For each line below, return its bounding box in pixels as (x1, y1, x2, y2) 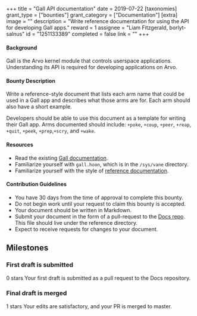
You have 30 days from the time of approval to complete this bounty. (14, 194, 183, 201)
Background (6, 44, 37, 51)
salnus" (6, 30, 25, 38)
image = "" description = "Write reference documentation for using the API (6, 18, 189, 24)
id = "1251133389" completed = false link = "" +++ (26, 30, 149, 38)
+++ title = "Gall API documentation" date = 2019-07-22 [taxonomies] (6, 5, 177, 12)
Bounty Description (6, 77, 55, 84)
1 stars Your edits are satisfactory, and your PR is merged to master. (6, 302, 173, 309)
